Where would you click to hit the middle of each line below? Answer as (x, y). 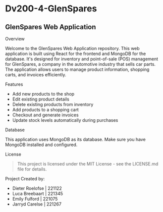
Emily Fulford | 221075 (35, 199)
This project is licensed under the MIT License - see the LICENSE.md (88, 164)
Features (14, 84)
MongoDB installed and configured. (41, 145)
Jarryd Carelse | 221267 (37, 204)
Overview (15, 39)
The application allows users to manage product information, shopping (77, 69)
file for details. (32, 169)
